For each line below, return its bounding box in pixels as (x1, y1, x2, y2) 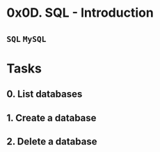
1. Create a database (6, 112, 97, 123)
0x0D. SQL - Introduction (6, 5, 154, 21)
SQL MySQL (6, 33, 47, 44)
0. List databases (6, 89, 83, 100)
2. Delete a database (6, 135, 97, 147)
